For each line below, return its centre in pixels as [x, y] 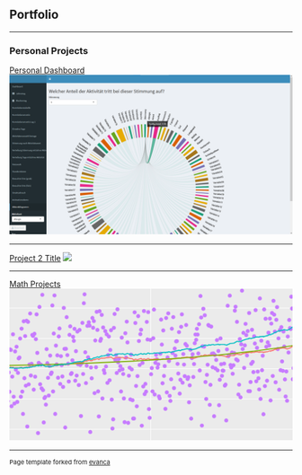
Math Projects [35, 284]
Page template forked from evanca [60, 462]
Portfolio [34, 15]
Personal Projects [49, 50]
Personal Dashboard [47, 70]
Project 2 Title [35, 258]
